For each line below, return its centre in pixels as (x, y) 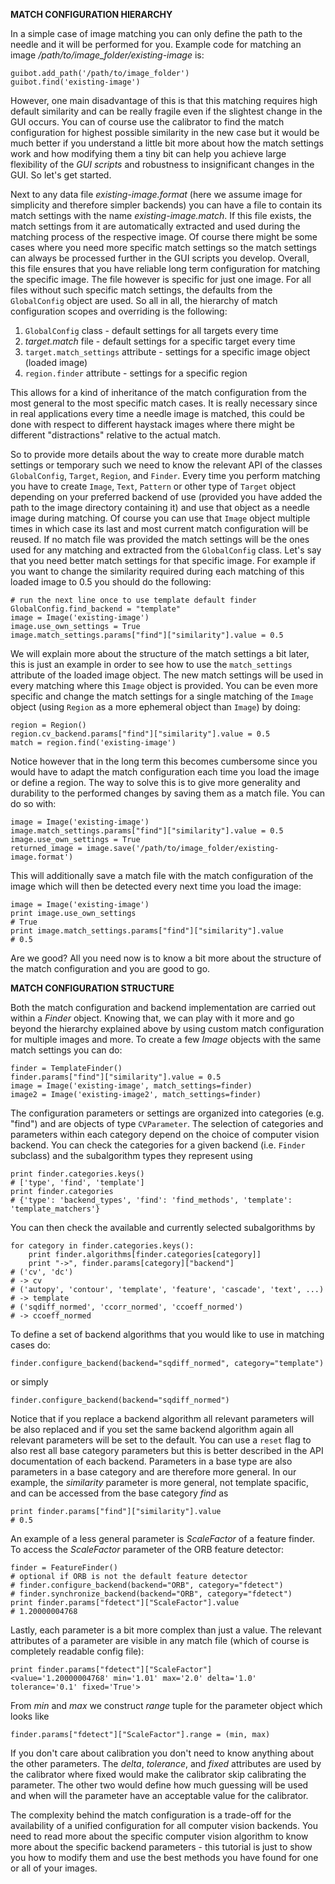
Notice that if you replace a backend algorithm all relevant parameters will (162, 1418)
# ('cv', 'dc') (42, 1272)
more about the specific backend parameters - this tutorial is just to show (161, 1847)
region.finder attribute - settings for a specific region (136, 373)
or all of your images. (54, 1868)
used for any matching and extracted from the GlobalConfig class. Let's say (166, 550)
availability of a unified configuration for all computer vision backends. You (164, 1825)
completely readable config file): (77, 1651)
